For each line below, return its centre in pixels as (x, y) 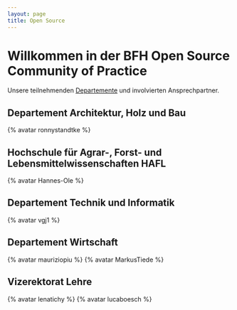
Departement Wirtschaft (63, 242)
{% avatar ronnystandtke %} (49, 130)
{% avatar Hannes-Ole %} (46, 181)
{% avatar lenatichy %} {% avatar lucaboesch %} (80, 299)
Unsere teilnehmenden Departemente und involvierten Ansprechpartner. (113, 90)
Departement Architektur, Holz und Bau (97, 113)
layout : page (27, 14)
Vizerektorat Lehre (50, 282)
